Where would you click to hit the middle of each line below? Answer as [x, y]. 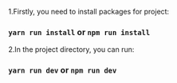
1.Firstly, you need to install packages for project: [89, 12]
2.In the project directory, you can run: [71, 49]
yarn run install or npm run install [79, 32]
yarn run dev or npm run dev [63, 70]
